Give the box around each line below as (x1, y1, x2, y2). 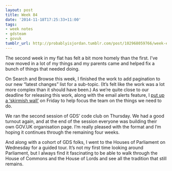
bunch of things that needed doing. (5, 66, 80, 72)
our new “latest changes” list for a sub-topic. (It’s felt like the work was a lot (5, 81, 165, 87)
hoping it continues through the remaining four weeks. (5, 129, 120, 135)
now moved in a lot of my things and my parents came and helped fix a (5, 60, 155, 67)
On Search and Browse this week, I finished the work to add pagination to (5, 75, 160, 82)
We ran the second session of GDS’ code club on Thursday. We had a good (5, 113, 165, 119)
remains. (5, 161, 24, 167)
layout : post (5, 7, 33, 13)
